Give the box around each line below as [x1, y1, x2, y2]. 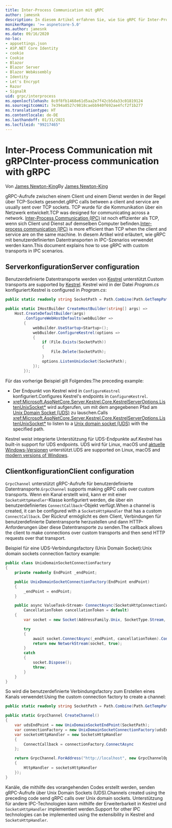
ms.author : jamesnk [5, 27, 47, 32]
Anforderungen [5, 524, 37, 531]
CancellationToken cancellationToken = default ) [24, 608, 130, 613]
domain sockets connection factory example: [5, 551, 101, 557]
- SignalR [5, 88, 27, 94]
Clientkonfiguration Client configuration [5, 467, 135, 476]
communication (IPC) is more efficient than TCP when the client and [23, 225, 167, 232]
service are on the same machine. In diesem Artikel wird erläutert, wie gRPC [5, 231, 166, 237]
